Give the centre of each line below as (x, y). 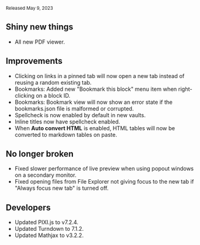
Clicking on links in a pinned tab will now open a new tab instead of (99, 76)
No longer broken (40, 154)
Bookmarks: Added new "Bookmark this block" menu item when (96, 89)
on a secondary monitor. (45, 175)
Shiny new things (40, 27)
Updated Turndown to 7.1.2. (49, 229)
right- (185, 89)
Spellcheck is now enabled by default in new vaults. (80, 115)
